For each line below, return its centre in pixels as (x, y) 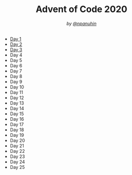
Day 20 (17, 141)
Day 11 (16, 93)
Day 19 (17, 135)
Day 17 (17, 125)
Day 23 (17, 156)
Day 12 (17, 98)
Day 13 (17, 103)
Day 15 (17, 114)
